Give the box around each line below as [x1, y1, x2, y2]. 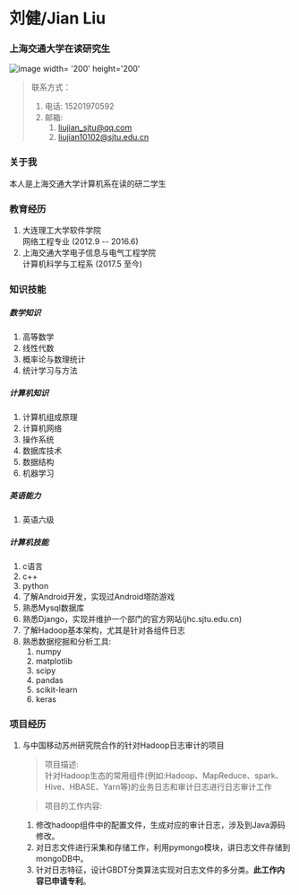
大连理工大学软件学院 [21, 225, 101, 236]
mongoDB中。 [35, 854, 89, 864]
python [21, 580, 49, 591]
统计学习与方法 [21, 364, 78, 375]
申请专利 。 [51, 876, 91, 887]
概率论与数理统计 [21, 354, 86, 364]
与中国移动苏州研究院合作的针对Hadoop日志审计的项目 [21, 740, 225, 750]
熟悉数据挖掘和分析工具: [21, 636, 112, 646]
